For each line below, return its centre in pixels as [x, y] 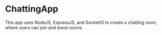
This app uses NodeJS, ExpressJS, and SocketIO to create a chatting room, [81, 22]
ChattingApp [32, 9]
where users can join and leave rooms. [44, 27]
